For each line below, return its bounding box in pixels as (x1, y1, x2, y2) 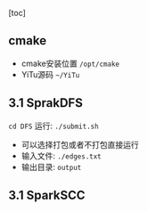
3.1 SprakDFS (8, 95, 84, 110)
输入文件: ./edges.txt (21, 150, 102, 161)
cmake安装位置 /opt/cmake (21, 58, 119, 69)
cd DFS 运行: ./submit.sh (8, 120, 99, 131)
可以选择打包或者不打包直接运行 (21, 139, 139, 150)
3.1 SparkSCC (8, 188, 86, 203)
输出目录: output (21, 161, 82, 172)
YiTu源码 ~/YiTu (21, 69, 80, 79)
